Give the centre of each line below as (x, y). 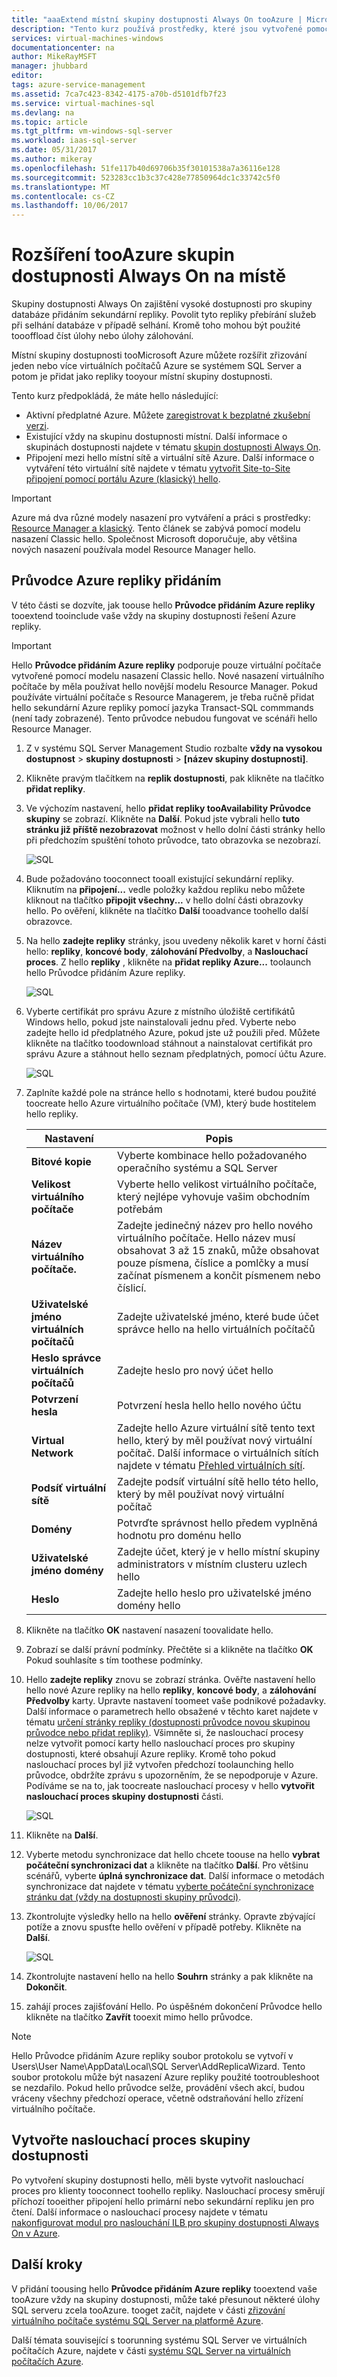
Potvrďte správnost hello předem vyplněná (217, 1523)
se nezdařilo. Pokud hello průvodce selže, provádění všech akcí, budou (158, 2087)
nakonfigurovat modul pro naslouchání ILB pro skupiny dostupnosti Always (165, 2222)
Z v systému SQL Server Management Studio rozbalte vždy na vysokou (174, 748)
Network (52, 1453)
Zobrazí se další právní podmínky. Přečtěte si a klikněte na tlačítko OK (169, 1649)
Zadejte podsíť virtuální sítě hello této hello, (218, 1481)
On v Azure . (36, 2233)
